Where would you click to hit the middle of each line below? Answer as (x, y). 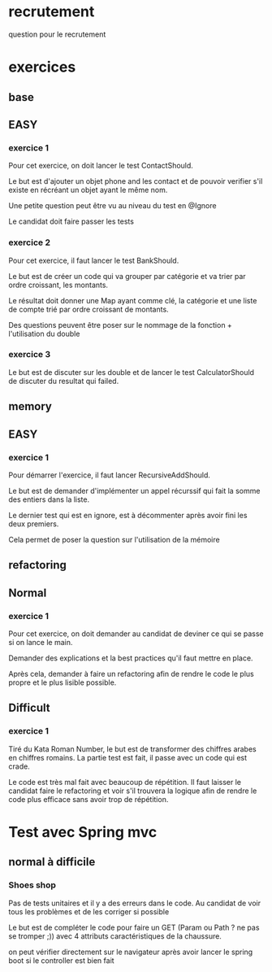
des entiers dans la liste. (49, 499)
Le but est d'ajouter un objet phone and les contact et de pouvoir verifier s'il (136, 181)
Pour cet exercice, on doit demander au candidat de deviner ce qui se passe (136, 634)
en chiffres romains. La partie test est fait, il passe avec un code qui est (128, 757)
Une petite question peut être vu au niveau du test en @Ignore (112, 206)
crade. (19, 766)
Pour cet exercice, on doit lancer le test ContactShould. (101, 166)
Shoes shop (32, 885)
